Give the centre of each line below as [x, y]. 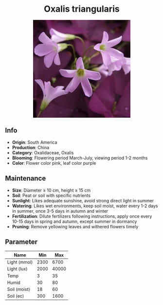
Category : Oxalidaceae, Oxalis [43, 152]
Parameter [21, 242]
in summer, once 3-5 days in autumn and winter [60, 211]
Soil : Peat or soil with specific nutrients [51, 195]
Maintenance [26, 179]
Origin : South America [35, 142]
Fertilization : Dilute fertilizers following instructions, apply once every [82, 216]
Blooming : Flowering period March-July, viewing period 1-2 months [80, 158]
